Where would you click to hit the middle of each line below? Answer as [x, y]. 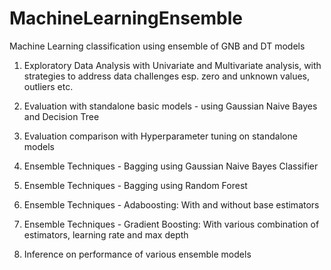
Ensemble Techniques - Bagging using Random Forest [135, 185]
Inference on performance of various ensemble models [137, 254]
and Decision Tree [61, 116]
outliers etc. [48, 86]
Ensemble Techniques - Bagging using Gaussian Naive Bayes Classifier [171, 166]
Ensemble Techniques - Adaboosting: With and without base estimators [171, 204]
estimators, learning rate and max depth [106, 234]
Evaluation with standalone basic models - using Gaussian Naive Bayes [170, 106]
